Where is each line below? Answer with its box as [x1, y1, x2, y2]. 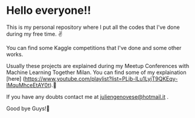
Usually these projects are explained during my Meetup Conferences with [6, 62, 190, 69]
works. [6, 51, 24, 58]
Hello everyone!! [6, 4, 92, 17]
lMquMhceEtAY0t [6, 81, 50, 88]
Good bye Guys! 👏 [6, 105, 50, 112]
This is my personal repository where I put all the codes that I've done [6, 23, 180, 31]
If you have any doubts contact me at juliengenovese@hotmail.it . [6, 93, 169, 100]
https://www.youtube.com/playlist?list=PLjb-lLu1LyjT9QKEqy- [24, 75, 178, 82]
